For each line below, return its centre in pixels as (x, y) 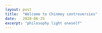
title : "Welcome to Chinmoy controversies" (51, 14)
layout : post (18, 9)
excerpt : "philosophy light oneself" (44, 23)
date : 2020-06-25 (25, 18)
